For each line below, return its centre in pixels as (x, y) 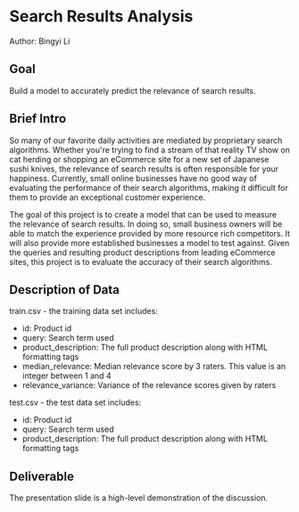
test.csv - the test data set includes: (75, 402)
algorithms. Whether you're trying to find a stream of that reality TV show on (149, 150)
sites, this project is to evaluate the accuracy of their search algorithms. (141, 261)
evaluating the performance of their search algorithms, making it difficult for (149, 187)
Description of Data (65, 289)
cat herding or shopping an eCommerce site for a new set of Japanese (139, 159)
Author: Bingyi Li (40, 41)
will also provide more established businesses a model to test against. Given (149, 243)
